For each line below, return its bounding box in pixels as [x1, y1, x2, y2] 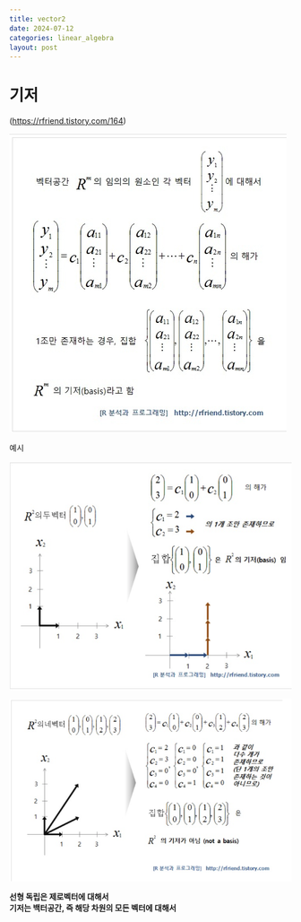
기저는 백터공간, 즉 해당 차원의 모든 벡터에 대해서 [9, 902, 176, 913]
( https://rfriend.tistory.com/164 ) [9, 116, 127, 126]
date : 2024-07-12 [9, 23, 74, 33]
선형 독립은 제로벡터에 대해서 [9, 891, 109, 901]
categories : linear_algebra [9, 33, 115, 42]
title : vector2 [9, 14, 66, 23]
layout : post [9, 43, 58, 52]
